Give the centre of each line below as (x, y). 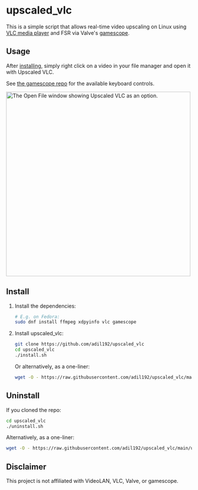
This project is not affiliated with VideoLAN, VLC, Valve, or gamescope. (92, 481)
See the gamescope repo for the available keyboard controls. (80, 83)
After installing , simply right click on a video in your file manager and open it (98, 66)
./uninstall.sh (25, 426)
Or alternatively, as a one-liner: (52, 366)
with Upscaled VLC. (30, 72)
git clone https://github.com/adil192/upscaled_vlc (79, 344)
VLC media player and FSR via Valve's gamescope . (68, 32)
